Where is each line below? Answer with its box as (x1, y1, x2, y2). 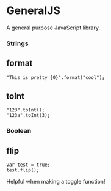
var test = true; (6, 162, 51, 168)
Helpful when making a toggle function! (6, 178, 106, 185)
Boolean (6, 127, 32, 135)
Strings (6, 39, 29, 48)
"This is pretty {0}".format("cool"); (6, 74, 105, 80)
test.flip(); (6, 167, 40, 173)
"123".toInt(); (6, 107, 45, 113)
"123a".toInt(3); (6, 113, 51, 119)
